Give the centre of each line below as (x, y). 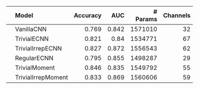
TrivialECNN (32, 39)
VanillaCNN (31, 29)
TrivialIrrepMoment (41, 77)
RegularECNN (34, 58)
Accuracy (88, 15)
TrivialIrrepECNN (38, 48)
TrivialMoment (35, 68)
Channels (176, 15)
